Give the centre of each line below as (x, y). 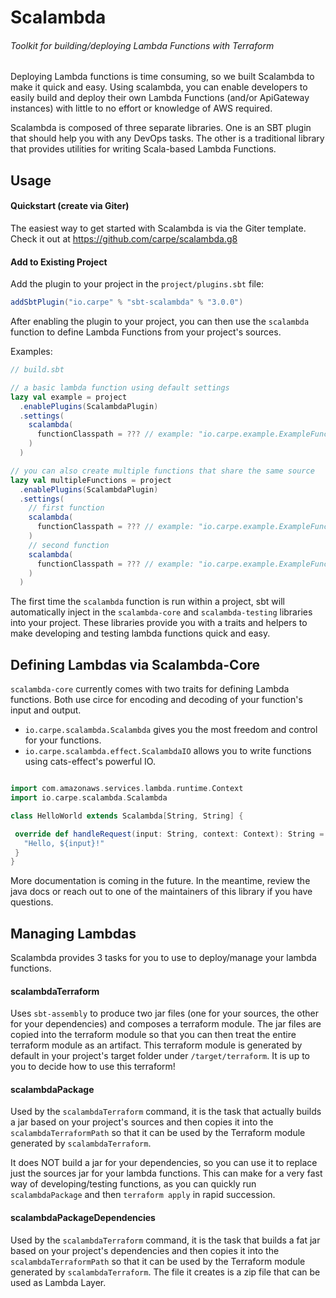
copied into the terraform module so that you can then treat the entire (153, 1035)
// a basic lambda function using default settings (120, 387)
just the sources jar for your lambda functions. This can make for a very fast (166, 1173)
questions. (32, 902)
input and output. (46, 710)
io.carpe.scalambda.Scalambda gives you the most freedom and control (171, 730)
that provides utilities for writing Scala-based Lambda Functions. (143, 149)
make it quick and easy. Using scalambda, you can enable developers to (159, 87)
